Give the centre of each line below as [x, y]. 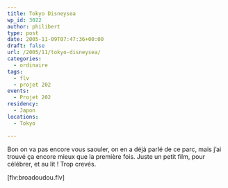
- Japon [25, 110]
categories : [24, 59]
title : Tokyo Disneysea [42, 14]
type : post [23, 33]
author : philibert [34, 26]
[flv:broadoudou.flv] [36, 177]
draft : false [26, 46]
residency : [23, 104]
